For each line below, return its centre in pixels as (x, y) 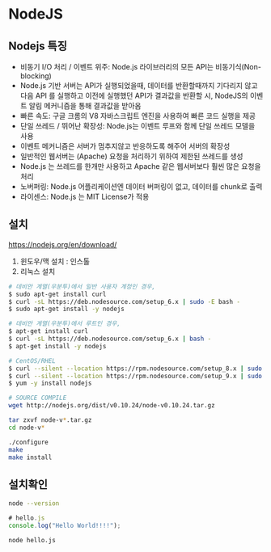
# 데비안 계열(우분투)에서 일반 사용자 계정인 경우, (82, 287)
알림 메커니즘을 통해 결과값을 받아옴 (85, 105)
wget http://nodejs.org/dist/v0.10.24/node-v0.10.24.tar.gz (112, 406)
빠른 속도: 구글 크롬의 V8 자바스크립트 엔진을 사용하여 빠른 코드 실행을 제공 (138, 116)
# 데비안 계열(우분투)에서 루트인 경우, (65, 324)
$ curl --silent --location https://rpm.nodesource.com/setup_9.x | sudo (135, 376)
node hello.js (32, 540)
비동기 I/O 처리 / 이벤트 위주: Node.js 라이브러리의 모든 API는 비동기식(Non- (140, 67)
